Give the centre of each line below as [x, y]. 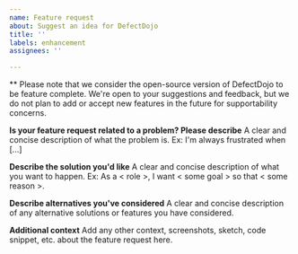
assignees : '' [36, 51]
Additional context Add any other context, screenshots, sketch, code [138, 231]
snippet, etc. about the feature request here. [91, 240]
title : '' [28, 34]
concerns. [28, 113]
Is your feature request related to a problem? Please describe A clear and [148, 130]
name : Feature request [52, 18]
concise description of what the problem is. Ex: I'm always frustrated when [148, 140]
